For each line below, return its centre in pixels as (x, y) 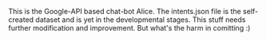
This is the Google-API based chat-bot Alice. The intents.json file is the (125, 11)
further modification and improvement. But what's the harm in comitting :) (129, 28)
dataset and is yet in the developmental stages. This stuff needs (141, 20)
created (21, 20)
